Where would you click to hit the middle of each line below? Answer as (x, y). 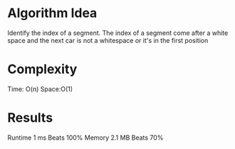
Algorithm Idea (52, 13)
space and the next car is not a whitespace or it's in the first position (108, 40)
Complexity (42, 70)
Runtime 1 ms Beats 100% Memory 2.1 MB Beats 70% (85, 138)
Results (30, 118)
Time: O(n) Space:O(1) (40, 89)
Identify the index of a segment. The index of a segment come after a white (118, 33)
